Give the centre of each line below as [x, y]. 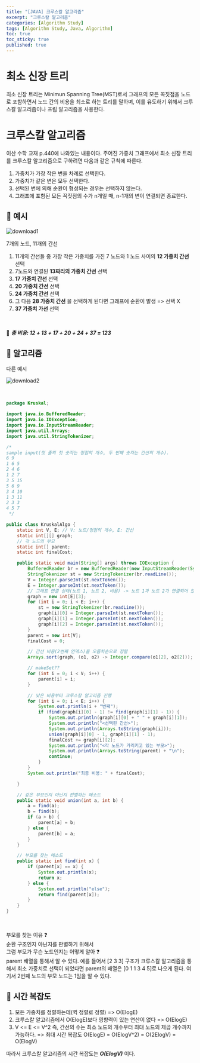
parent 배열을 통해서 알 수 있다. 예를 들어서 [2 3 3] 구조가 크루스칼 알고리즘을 [96, 961]
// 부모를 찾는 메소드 [40, 856]
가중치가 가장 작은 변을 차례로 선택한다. [60, 173]
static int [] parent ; [43, 547]
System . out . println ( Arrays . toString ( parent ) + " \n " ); [117, 751]
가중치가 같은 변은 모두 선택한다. [52, 180]
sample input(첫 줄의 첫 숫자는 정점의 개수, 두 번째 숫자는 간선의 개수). [88, 453]
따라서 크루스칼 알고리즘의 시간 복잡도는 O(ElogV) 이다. [71, 1053]
